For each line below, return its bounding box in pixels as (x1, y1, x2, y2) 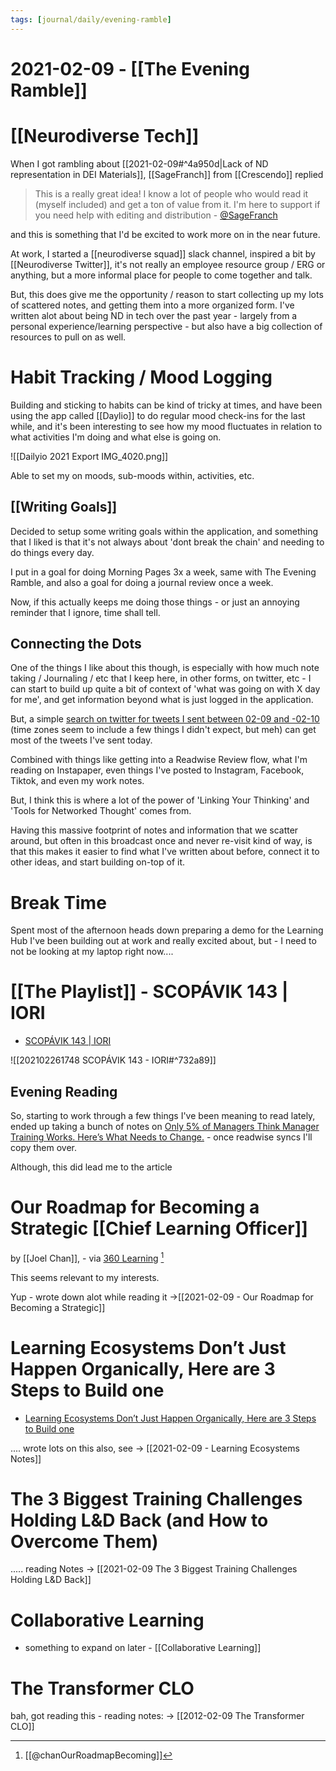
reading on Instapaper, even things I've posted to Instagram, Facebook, (10, 764, 305, 776)
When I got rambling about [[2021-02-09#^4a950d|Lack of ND (10, 157, 269, 170)
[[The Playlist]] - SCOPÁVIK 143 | (10, 981, 289, 1003)
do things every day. (10, 546, 95, 558)
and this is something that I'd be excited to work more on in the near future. (10, 228, 321, 240)
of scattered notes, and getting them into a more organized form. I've (10, 299, 295, 311)
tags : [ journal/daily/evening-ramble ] (10, 14, 172, 25)
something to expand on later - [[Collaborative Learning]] (24, 1642, 262, 1654)
